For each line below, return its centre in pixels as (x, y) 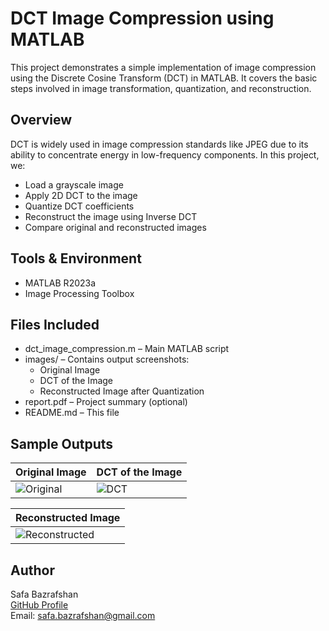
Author (32, 570)
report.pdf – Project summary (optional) (106, 402)
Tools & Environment (76, 258)
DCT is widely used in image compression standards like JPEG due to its (159, 144)
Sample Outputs (62, 443)
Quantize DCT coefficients (79, 206)
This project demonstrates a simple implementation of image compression (163, 67)
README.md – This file (72, 413)
